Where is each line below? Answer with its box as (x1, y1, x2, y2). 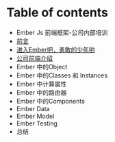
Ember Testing (16, 119, 57, 128)
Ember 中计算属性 (16, 80, 67, 88)
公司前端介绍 (16, 54, 53, 62)
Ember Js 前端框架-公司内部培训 (16, 28, 108, 36)
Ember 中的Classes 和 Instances (16, 71, 107, 80)
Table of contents (6, 5, 109, 21)
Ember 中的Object (16, 62, 68, 71)
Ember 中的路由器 (16, 88, 67, 97)
